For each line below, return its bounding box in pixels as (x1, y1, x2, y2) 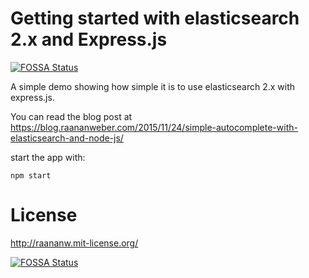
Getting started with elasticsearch (10, 7, 300, 30)
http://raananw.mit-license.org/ (10, 237, 139, 249)
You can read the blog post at (10, 110, 133, 122)
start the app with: (10, 151, 86, 163)
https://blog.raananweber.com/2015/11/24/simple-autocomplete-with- (10, 121, 298, 133)
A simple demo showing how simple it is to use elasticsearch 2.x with (10, 80, 296, 92)
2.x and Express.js (10, 28, 168, 51)
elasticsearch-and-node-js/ (10, 132, 124, 144)
